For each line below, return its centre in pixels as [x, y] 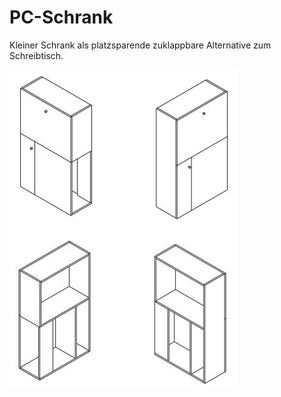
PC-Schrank [61, 17]
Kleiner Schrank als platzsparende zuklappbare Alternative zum [140, 45]
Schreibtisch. [36, 55]
